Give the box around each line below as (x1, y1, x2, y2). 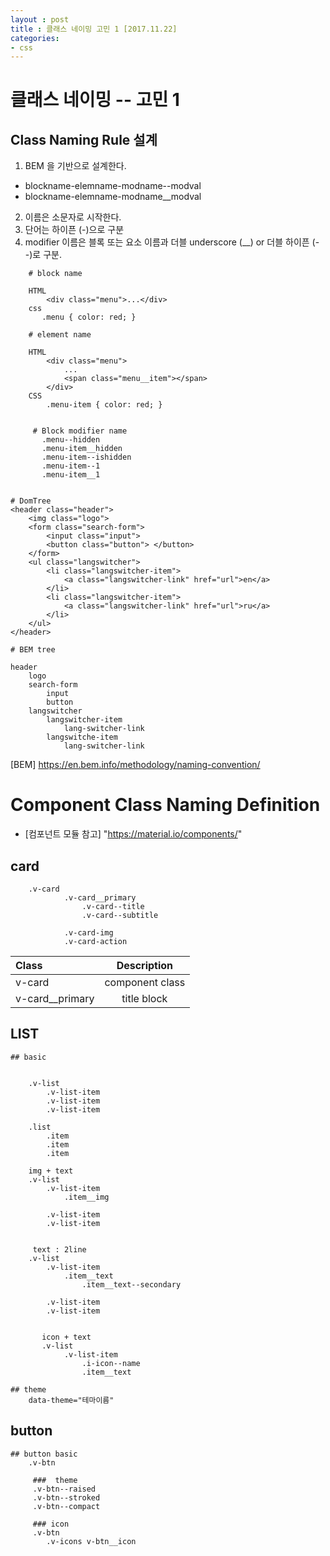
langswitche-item (46, 732, 118, 743)
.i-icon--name (81, 1358, 141, 1368)
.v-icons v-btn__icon (46, 1536, 137, 1546)
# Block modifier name (32, 426, 128, 436)
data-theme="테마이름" (28, 1395, 115, 1405)
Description (116, 959, 174, 972)
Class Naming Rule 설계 (10, 131, 158, 148)
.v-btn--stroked (32, 1492, 101, 1503)
